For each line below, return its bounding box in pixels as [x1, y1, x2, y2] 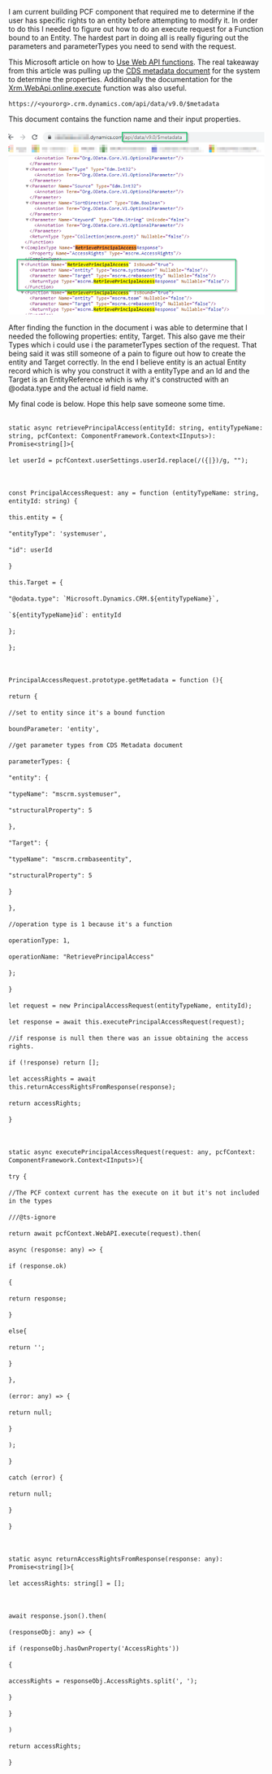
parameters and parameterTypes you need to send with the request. [8, 42, 237, 51]
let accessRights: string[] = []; [8, 1580, 126, 1588]
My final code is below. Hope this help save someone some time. [8, 399, 226, 409]
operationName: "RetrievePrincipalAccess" [8, 953, 154, 961]
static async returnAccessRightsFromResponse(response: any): [8, 1555, 223, 1563]
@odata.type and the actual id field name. [8, 383, 149, 393]
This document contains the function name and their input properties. [8, 114, 241, 124]
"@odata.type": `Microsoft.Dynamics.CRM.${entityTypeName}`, [8, 595, 220, 603]
